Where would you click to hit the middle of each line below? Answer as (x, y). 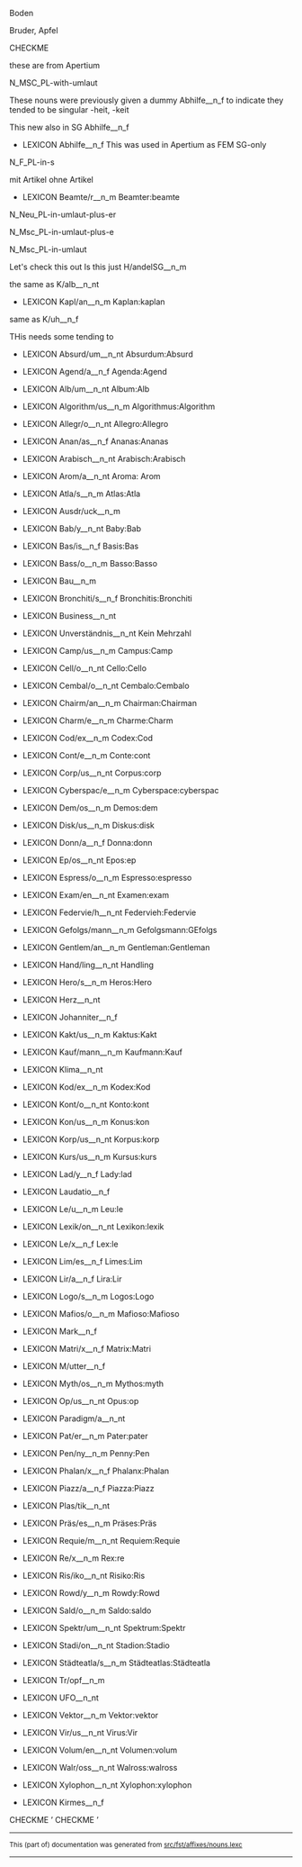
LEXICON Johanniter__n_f (70, 1017)
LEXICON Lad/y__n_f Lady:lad (77, 1174)
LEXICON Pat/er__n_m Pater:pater (85, 1436)
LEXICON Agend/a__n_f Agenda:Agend (95, 372)
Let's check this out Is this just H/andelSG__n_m (98, 267)
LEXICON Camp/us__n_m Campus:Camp (98, 651)
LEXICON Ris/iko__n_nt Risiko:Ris (84, 1576)
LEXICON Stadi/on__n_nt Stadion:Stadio (96, 1645)
